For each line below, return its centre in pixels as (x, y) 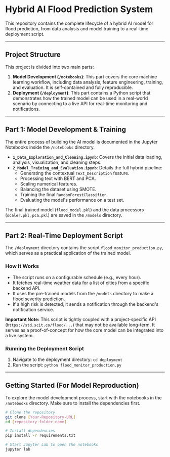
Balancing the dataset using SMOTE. (58, 189)
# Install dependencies (30, 431)
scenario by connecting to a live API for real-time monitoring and (80, 103)
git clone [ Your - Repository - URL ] (40, 417)
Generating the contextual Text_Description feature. (75, 173)
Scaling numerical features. (49, 184)
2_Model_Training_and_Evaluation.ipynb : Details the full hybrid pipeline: (88, 167)
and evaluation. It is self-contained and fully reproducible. (73, 87)
